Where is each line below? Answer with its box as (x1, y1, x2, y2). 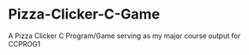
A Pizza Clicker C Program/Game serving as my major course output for (8, 31, 241, 40)
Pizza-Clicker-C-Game (8, 5, 160, 23)
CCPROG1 (8, 39, 41, 48)
